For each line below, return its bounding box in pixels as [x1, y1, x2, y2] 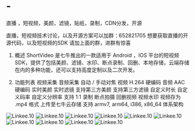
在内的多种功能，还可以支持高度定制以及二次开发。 [14, 66, 138, 73]
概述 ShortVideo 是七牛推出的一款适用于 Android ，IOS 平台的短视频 [14, 51, 180, 58]
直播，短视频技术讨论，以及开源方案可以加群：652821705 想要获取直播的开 [6, 32, 189, 39]
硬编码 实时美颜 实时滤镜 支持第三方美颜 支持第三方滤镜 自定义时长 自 [14, 86, 183, 93]
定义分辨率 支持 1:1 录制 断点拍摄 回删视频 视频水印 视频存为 [36, 93, 181, 100]
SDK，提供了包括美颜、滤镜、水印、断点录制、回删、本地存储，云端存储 [14, 58, 190, 66]
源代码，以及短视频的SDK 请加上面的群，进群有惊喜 [6, 39, 131, 46]
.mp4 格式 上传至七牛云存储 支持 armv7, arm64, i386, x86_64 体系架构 [14, 101, 184, 108]
